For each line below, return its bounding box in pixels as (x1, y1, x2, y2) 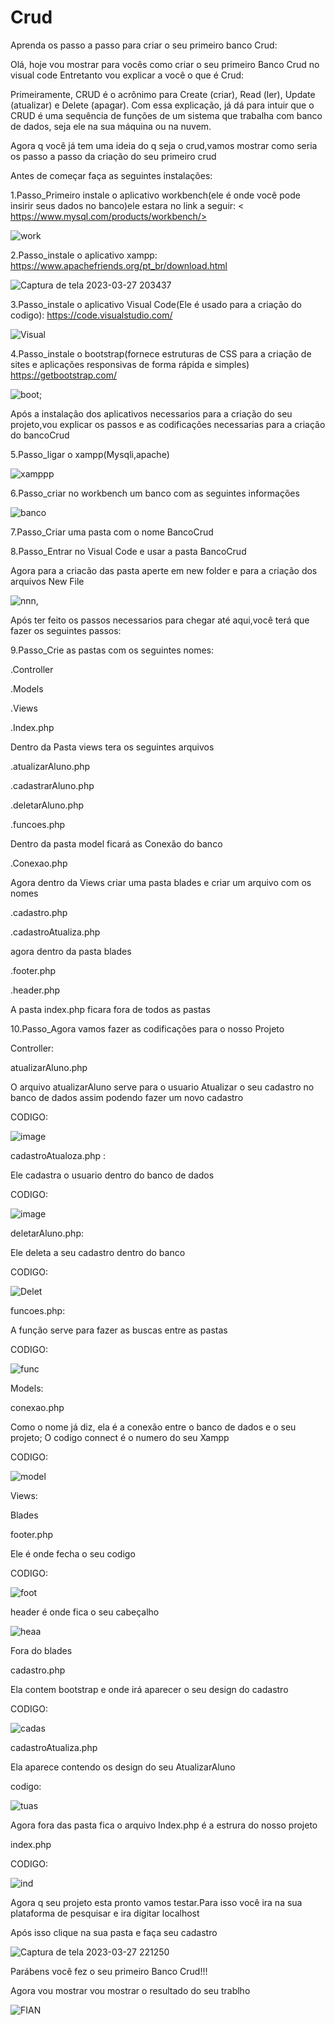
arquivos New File (10, 575, 85, 587)
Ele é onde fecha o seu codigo (10, 1547, 136, 1560)
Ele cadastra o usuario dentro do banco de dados (10, 1169, 215, 1181)
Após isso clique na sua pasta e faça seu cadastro (10, 1926, 218, 1938)
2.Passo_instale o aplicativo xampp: (10, 249, 158, 261)
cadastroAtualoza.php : (10, 1149, 107, 1161)
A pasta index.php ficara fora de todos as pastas (10, 1003, 211, 1015)
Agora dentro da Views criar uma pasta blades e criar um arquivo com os (10, 876, 312, 888)
